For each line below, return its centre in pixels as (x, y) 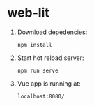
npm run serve (38, 70)
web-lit (29, 13)
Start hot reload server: (51, 58)
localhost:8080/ (41, 96)
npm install (34, 45)
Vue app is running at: (49, 83)
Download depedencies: (52, 32)
